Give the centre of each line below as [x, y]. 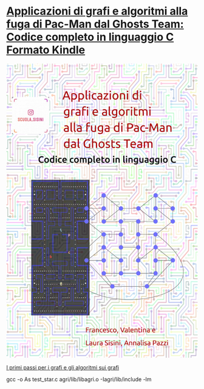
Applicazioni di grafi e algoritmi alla [97, 11]
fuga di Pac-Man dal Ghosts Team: [95, 24]
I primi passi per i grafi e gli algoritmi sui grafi [63, 367]
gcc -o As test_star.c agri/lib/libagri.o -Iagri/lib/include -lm [79, 379]
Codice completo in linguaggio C [90, 37]
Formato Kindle [46, 50]
